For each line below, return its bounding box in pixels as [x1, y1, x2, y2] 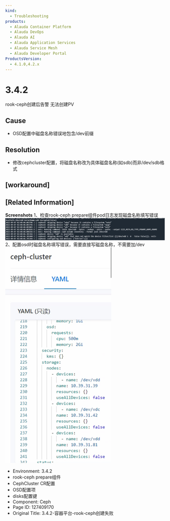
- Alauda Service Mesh [10, 46, 58, 51]
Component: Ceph [12, 499, 52, 505]
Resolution [5, 145, 40, 154]
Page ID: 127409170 [12, 504, 54, 510]
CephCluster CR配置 [12, 480, 56, 487]
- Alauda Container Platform [10, 24, 71, 29]
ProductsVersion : [5, 56, 42, 61]
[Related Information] [5, 198, 74, 207]
